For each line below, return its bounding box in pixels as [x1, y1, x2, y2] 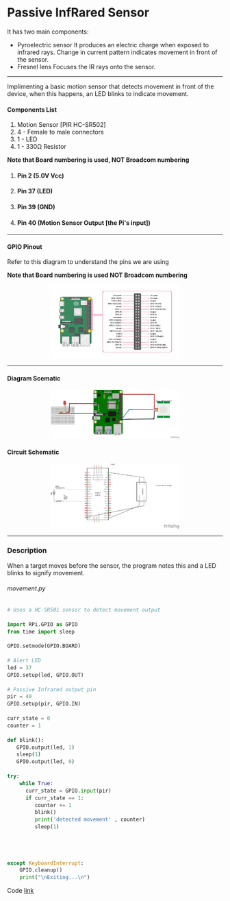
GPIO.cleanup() [19, 867, 63, 874]
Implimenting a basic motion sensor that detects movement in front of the [7, 82, 214, 91]
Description [7, 546, 47, 555]
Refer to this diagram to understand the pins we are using [7, 258, 169, 266]
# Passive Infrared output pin [7, 686, 97, 693]
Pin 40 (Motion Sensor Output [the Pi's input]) [16, 218, 151, 227]
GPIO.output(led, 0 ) [16, 758, 75, 765]
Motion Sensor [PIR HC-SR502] [16, 121, 106, 129]
